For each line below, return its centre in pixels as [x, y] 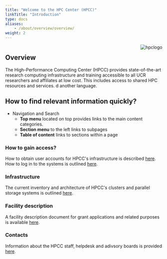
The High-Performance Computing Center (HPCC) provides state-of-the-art [83, 69]
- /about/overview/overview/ [44, 28]
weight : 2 [15, 33]
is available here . [22, 222]
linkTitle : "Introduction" [33, 14]
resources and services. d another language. [51, 85]
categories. [31, 124]
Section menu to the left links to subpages [64, 129]
